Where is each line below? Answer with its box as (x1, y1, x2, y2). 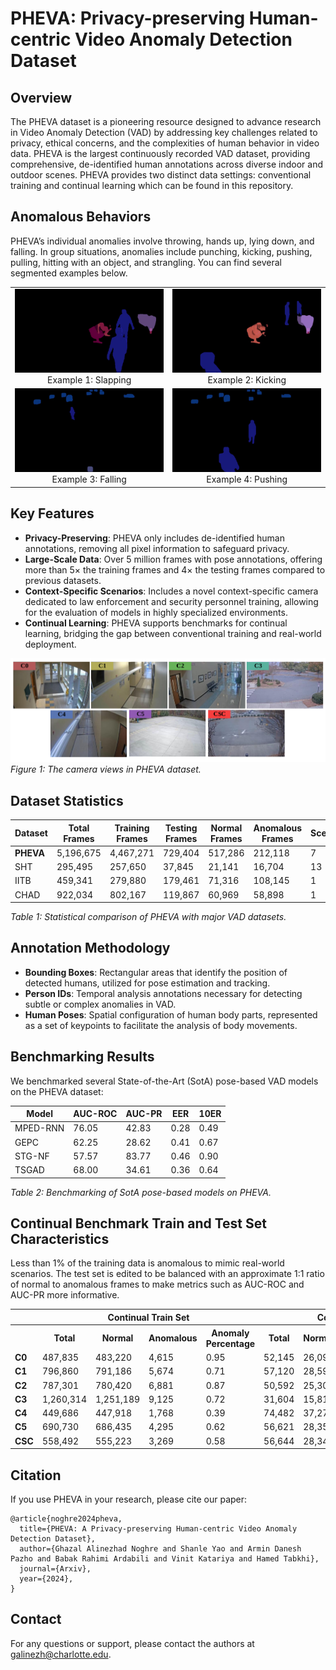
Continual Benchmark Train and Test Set (10, 1215, 267, 1232)
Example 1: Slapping (47, 373, 132, 386)
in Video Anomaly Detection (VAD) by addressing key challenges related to (10, 127, 318, 138)
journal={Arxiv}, (19, 1564, 92, 1574)
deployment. (24, 638, 77, 650)
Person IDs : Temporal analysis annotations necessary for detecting (24, 987, 303, 999)
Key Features (10, 505, 95, 522)
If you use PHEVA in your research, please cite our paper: (10, 1493, 248, 1506)
